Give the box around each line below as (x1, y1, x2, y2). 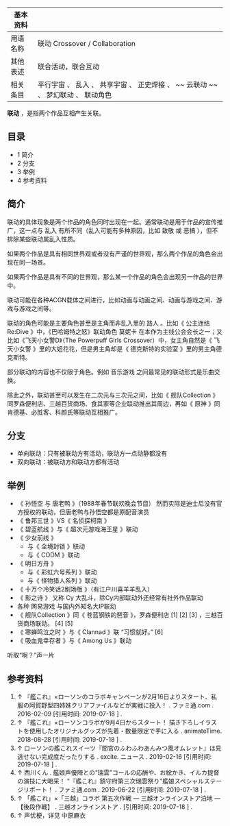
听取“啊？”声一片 (7, 651, 55, 659)
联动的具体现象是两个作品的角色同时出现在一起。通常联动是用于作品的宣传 (7, 217, 217, 226)
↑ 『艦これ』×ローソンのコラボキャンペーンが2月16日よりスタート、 (16, 692, 212, 701)
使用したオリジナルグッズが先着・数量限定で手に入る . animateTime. (29, 727, 222, 736)
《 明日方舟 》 (16, 559, 57, 568)
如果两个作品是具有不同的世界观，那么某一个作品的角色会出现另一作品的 (7, 272, 211, 280)
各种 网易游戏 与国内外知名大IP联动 (16, 603, 116, 611)
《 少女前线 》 (16, 534, 57, 542)
